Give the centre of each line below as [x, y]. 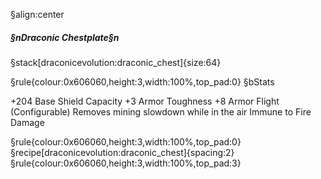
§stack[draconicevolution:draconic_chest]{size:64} [116, 62]
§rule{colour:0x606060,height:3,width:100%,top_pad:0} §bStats [142, 81]
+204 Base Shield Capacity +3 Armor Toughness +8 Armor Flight [145, 101]
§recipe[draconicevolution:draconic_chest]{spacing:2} [122, 152]
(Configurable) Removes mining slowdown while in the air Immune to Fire [161, 111]
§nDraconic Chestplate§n [65, 37]
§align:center [37, 14]
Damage [27, 122]
